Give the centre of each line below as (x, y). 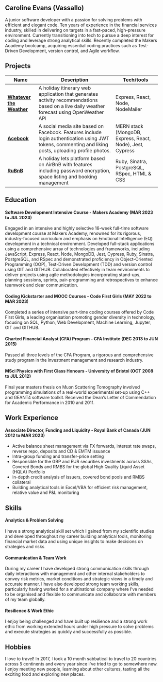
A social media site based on (71, 126)
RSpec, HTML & (134, 174)
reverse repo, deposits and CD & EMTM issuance (61, 451)
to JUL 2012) (18, 376)
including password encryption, (74, 171)
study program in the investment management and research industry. (74, 360)
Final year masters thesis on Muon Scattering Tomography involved (73, 387)
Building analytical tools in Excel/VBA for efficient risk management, (80, 488)
